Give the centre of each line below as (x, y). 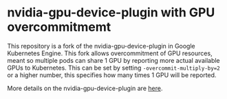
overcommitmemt (59, 27)
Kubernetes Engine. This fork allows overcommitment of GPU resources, (110, 53)
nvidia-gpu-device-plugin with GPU (111, 13)
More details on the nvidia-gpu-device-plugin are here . (85, 88)
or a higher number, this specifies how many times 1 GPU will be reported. (112, 75)
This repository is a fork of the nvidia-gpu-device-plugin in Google (101, 46)
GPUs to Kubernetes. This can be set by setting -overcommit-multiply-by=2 (113, 68)
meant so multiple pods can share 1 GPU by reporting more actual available (113, 60)
